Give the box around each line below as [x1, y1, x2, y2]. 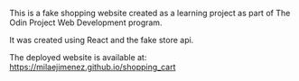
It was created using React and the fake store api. [9, 35, 194, 45]
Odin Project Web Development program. [9, 17, 163, 28]
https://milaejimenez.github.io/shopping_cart [9, 62, 176, 72]
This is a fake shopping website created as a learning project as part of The [9, 8, 291, 18]
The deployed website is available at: [9, 52, 147, 62]
